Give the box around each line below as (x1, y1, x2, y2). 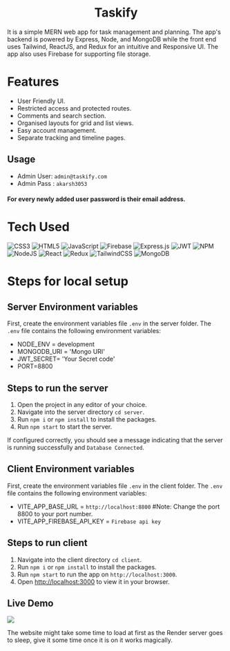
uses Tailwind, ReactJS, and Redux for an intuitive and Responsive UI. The (7, 42, 219, 50)
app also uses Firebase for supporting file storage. (7, 50, 151, 58)
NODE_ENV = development (17, 340, 95, 348)
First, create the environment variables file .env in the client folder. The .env (7, 482, 223, 490)
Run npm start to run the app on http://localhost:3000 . (17, 570, 178, 578)
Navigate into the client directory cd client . (17, 555, 142, 564)
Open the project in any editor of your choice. (17, 401, 147, 409)
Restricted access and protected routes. (17, 104, 132, 112)
